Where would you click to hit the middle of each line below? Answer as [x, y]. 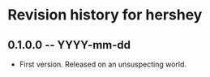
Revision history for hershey [105, 15]
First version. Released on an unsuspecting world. [103, 64]
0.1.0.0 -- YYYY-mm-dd [69, 45]
